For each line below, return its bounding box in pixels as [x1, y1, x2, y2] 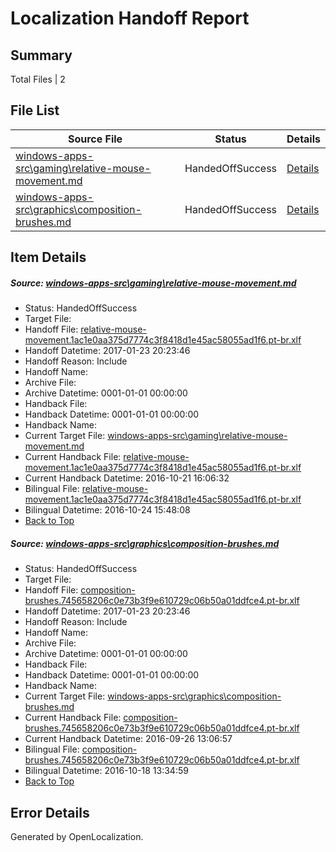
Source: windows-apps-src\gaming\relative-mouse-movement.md [10, 277, 297, 289]
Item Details [10, 249, 87, 266]
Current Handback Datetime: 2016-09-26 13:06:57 [24, 733, 233, 745]
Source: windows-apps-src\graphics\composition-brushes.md [10, 537, 280, 549]
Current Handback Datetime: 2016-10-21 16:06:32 [24, 472, 230, 484]
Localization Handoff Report [10, 7, 250, 30]
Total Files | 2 [10, 73, 66, 85]
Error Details [10, 804, 90, 821]
